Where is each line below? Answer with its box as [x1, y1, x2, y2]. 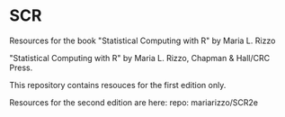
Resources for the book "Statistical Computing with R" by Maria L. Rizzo [9, 35, 276, 46]
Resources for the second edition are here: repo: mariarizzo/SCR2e [9, 96, 259, 108]
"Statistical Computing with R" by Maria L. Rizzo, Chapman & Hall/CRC [9, 52, 271, 63]
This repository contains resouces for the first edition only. [9, 79, 227, 90]
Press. [9, 62, 33, 73]
